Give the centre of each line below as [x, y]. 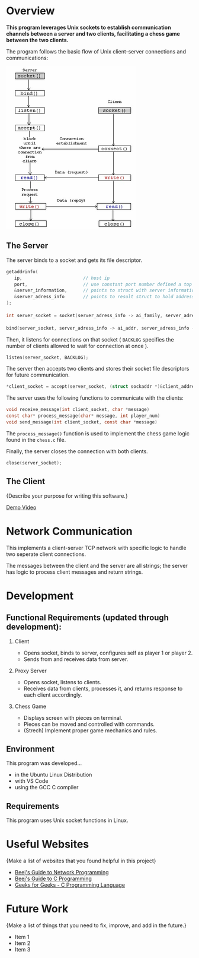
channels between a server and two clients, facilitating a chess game [93, 33]
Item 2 [23, 943]
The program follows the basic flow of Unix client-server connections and [96, 51]
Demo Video [21, 507]
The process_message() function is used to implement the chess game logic [98, 433]
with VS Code [31, 781]
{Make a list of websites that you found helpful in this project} [81, 861]
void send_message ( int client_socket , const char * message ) [82, 422]
